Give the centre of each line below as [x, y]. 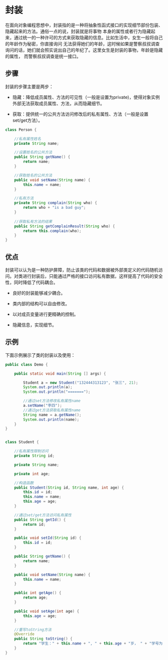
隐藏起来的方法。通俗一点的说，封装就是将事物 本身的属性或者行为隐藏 [78, 31]
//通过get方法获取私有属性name [52, 410]
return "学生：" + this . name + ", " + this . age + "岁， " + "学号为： [95, 644]
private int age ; [32, 474]
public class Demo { [27, 364]
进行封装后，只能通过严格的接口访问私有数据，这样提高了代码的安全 [92, 276]
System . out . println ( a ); [48, 387]
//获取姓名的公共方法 [33, 175]
